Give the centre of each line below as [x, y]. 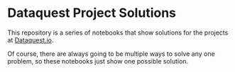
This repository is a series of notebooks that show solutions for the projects [118, 32]
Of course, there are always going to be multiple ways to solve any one [111, 54]
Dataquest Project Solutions [92, 13]
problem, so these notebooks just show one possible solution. [98, 61]
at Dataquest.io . [31, 40]
